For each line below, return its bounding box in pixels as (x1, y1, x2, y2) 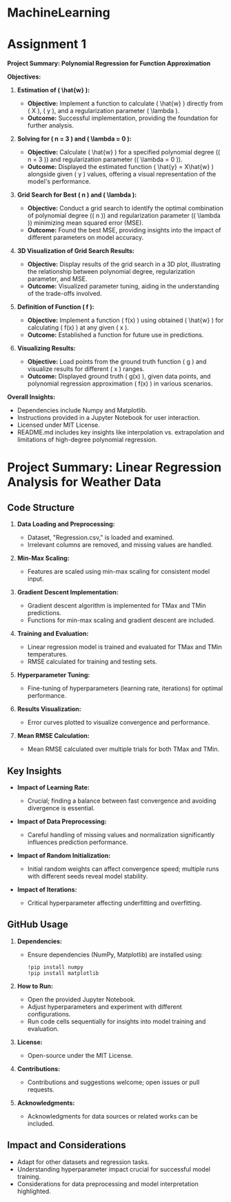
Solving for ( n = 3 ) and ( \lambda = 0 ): (17, 134, 132, 143)
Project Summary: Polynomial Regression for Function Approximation (7, 59, 211, 68)
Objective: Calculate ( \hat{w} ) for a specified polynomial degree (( (27, 148, 221, 157)
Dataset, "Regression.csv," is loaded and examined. (27, 533, 174, 542)
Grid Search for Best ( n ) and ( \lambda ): (17, 191, 137, 199)
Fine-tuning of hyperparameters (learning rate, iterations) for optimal (27, 684, 223, 692)
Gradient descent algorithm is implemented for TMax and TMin (27, 601, 207, 610)
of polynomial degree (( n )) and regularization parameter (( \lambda (27, 212, 221, 220)
